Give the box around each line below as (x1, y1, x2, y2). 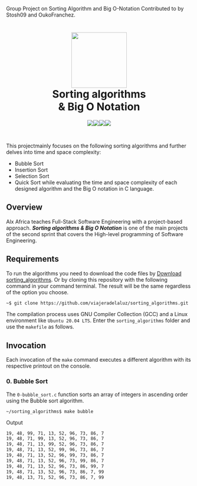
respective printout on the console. (6, 362, 91, 369)
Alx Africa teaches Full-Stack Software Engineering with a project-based (6, 218, 183, 225)
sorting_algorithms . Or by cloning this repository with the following (6, 276, 168, 283)
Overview (6, 202, 43, 213)
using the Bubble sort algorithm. (6, 397, 84, 404)
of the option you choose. (6, 288, 69, 295)
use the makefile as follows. (6, 323, 75, 330)
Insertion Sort (14, 166, 48, 173)
